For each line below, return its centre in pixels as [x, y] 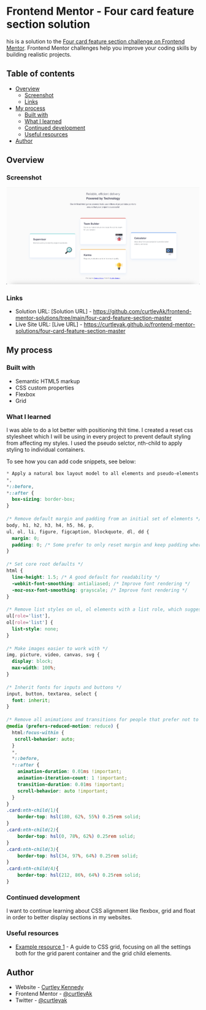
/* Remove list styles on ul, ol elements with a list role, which [94, 609]
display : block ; [32, 662]
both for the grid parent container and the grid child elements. [93, 953]
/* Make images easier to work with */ [57, 648]
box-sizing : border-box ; [44, 499]
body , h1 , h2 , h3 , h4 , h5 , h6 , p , [51, 525]
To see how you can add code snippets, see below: [71, 461]
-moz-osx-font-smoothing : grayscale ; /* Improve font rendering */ [100, 590]
